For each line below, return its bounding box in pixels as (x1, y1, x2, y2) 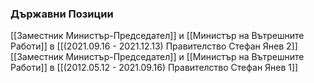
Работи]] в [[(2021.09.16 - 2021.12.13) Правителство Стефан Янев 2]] (10, 40, 298, 52)
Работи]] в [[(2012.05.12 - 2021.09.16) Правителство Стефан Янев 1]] (10, 62, 299, 74)
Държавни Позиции (10, 7, 114, 21)
